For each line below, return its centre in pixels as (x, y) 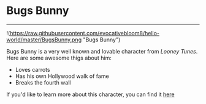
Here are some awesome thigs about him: (59, 58)
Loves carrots (32, 69)
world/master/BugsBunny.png (44, 40)
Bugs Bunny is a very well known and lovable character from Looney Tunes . (102, 51)
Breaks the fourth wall (43, 82)
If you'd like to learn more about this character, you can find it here (90, 94)
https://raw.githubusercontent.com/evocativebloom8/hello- (85, 33)
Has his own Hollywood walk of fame (62, 76)
